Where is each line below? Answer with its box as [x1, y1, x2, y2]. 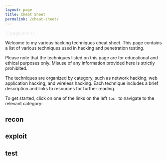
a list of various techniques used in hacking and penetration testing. [5, 45, 145, 51]
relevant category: [5, 101, 43, 107]
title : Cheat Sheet [5, 12, 46, 17]
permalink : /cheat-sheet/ [5, 16, 59, 21]
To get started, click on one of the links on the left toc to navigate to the [5, 95, 155, 101]
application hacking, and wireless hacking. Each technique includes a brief [5, 80, 159, 86]
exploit [5, 132, 27, 141]
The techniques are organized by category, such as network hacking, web [5, 75, 158, 81]
